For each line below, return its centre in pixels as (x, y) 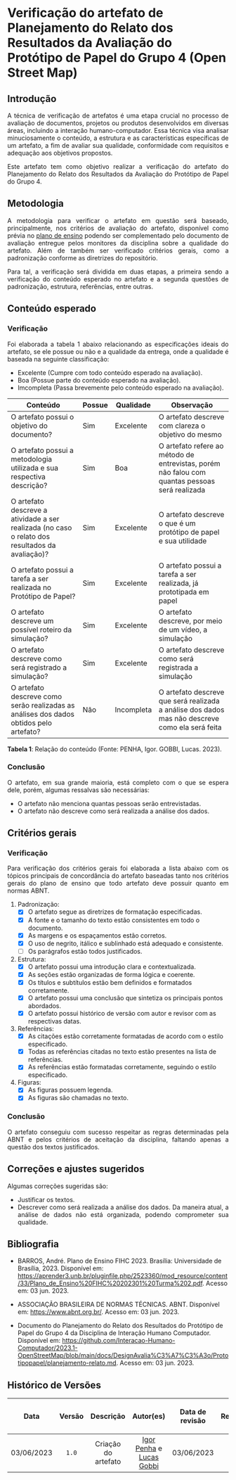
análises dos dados (43, 714)
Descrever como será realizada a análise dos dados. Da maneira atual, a (123, 1207)
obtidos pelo (32, 722)
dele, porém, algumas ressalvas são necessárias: (78, 790)
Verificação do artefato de (85, 13)
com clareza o (182, 426)
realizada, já (178, 583)
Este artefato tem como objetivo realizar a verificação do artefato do (118, 166)
